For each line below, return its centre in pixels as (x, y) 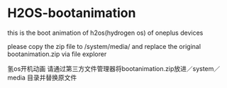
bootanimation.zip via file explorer (57, 54)
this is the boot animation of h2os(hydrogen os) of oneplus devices (105, 33)
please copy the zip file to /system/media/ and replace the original (104, 46)
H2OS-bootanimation (72, 13)
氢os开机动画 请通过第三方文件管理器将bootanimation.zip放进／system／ (114, 68)
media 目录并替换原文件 (42, 77)
